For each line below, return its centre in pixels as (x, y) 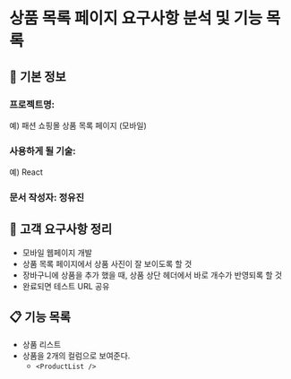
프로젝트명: (32, 104)
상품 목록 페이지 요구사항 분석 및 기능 (136, 18)
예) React (26, 172)
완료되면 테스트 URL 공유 (66, 286)
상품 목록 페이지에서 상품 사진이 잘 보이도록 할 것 (107, 263)
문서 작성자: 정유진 (47, 198)
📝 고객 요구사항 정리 (61, 229)
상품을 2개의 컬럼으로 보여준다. (76, 356)
